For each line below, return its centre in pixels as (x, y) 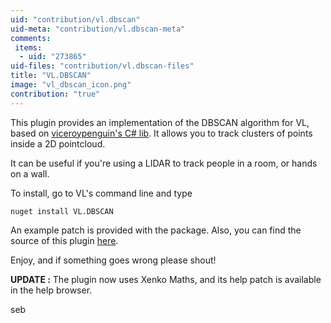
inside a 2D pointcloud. (58, 143)
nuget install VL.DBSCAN (62, 211)
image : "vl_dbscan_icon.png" (71, 85)
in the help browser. (51, 290)
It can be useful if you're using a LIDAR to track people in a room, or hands (164, 163)
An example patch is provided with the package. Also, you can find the (156, 230)
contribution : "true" (55, 94)
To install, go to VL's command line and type (101, 193)
